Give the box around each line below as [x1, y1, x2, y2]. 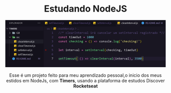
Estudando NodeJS [44, 3, 127, 15]
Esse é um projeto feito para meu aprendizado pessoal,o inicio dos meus [9, 72, 162, 78]
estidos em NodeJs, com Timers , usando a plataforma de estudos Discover [6, 77, 165, 83]
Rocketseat [73, 83, 98, 89]
